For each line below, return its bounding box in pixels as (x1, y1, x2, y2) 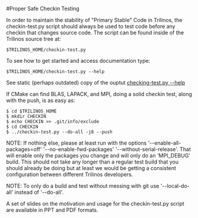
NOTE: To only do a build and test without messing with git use (6, 182, 159, 189)
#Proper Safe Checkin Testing (6, 5, 80, 12)
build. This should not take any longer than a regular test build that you (6, 158, 179, 165)
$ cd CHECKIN (6, 124, 39, 130)
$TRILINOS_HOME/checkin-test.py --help (6, 69, 105, 75)
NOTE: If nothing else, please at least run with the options (6, 139, 147, 146)
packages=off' (6, 146, 42, 153)
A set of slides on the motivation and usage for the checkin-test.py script (6, 200, 185, 207)
